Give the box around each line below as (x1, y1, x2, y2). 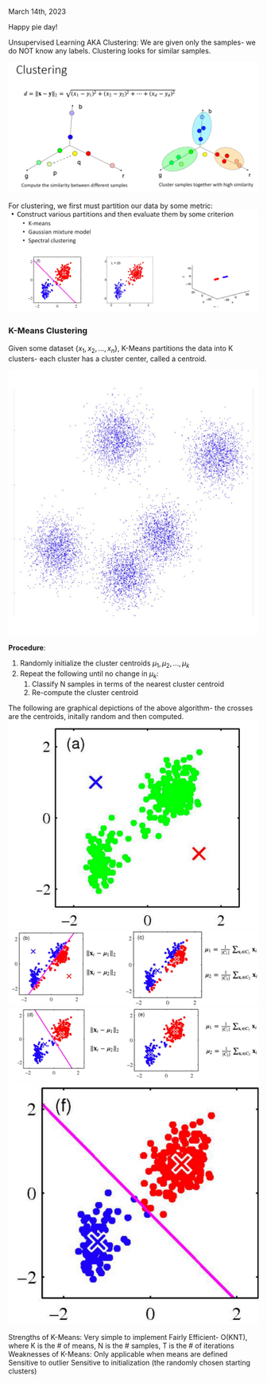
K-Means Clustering (8, 325, 88, 336)
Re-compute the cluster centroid (31, 687, 139, 697)
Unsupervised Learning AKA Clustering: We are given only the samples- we (8, 37, 256, 47)
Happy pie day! (8, 22, 58, 31)
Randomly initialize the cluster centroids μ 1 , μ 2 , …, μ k (19, 658, 190, 670)
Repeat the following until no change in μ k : (19, 669, 159, 680)
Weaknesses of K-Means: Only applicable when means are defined (8, 1349, 228, 1358)
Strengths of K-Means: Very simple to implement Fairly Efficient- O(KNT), (8, 1332, 248, 1342)
